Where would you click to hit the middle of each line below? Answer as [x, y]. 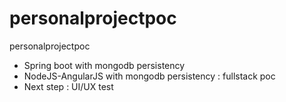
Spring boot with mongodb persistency [104, 65]
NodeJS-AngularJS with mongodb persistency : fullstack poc [149, 76]
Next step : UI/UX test [68, 86]
